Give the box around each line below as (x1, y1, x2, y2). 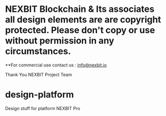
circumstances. (5, 46, 71, 57)
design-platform (5, 89, 74, 100)
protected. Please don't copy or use (5, 25, 155, 36)
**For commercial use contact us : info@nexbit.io (5, 62, 107, 68)
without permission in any (5, 35, 114, 47)
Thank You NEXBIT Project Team (5, 71, 72, 77)
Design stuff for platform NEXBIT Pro (5, 105, 80, 111)
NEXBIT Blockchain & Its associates (5, 3, 155, 15)
